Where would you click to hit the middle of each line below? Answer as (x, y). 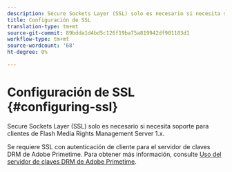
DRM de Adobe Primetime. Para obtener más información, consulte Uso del (114, 154)
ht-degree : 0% (28, 52)
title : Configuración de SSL (49, 20)
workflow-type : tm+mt (38, 39)
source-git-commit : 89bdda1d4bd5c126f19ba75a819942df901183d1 (98, 33)
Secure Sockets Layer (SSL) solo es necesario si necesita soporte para (108, 126)
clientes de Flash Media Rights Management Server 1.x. (86, 133)
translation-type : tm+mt (43, 26)
